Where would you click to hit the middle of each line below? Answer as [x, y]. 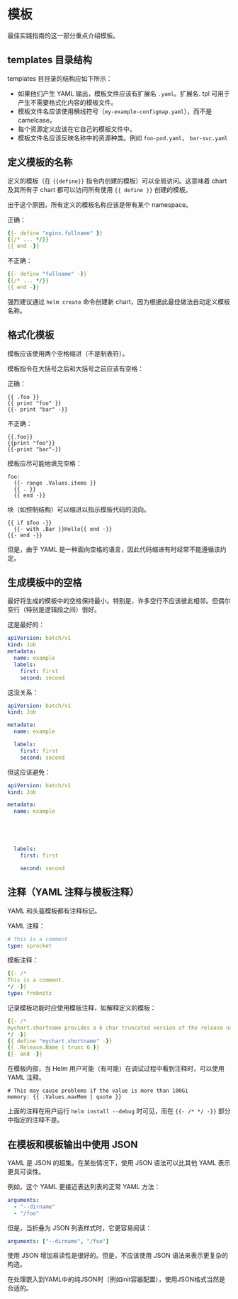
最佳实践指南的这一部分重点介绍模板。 [63, 35]
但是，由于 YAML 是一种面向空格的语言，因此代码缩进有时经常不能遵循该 [114, 549]
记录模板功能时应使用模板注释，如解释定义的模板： [82, 1008]
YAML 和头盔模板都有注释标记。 [54, 911]
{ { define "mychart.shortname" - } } [60, 1041]
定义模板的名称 [40, 163]
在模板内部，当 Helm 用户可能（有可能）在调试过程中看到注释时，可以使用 [116, 1069]
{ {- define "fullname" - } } [47, 274]
